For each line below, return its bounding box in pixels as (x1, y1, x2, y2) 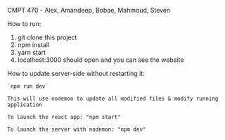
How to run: (7, 20, 41, 27)
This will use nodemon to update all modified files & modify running (7, 95, 219, 102)
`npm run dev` (7, 83, 49, 90)
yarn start (17, 49, 46, 56)
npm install (17, 41, 50, 49)
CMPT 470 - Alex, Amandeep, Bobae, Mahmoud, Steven (7, 6, 171, 14)
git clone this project (17, 33, 77, 42)
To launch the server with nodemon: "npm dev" (7, 126, 146, 133)
